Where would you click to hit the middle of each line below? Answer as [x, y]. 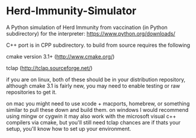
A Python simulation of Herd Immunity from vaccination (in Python [87, 27]
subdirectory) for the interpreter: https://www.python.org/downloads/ [91, 33]
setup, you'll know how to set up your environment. [69, 129]
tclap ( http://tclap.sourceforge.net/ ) [49, 68]
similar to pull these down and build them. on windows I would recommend [97, 110]
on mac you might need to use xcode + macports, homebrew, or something [98, 103]
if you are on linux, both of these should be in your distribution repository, [96, 79]
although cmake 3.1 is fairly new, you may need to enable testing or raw [93, 86]
